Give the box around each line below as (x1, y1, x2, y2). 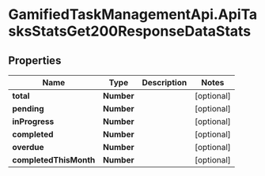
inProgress (12, 116, 55, 127)
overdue (12, 142, 45, 152)
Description (142, 77, 187, 88)
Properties (8, 54, 62, 67)
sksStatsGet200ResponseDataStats (8, 22, 252, 40)
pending (12, 103, 45, 114)
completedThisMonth (12, 155, 96, 165)
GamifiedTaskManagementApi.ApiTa (8, 6, 258, 24)
